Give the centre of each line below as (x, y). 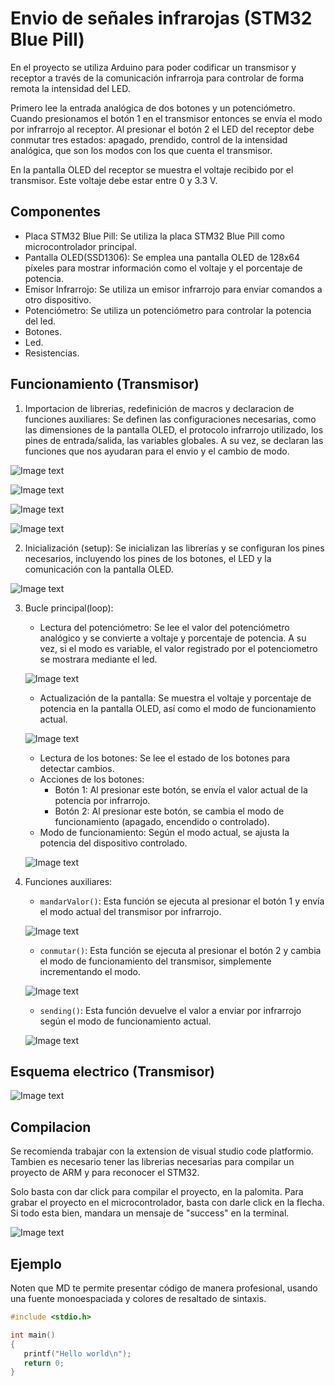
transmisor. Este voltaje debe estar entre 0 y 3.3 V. (114, 180)
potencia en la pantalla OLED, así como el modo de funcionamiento (178, 708)
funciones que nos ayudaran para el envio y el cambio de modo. (157, 451)
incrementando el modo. (90, 971)
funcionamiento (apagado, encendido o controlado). (162, 821)
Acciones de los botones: (92, 779)
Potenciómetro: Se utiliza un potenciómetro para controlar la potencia (168, 310)
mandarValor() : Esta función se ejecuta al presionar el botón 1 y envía (182, 901)
